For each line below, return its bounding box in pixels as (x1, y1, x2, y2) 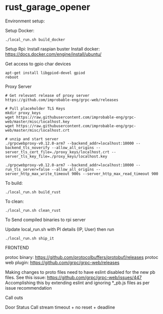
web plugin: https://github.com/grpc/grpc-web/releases (5, 259, 120, 265)
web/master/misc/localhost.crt (5, 128, 70, 133)
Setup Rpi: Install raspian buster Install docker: (5, 46, 100, 52)
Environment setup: (5, 18, 45, 24)
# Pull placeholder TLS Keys (5, 106, 65, 111)
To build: (5, 180, 23, 186)
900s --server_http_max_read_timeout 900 (71, 171, 159, 176)
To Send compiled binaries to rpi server (5, 217, 86, 223)
